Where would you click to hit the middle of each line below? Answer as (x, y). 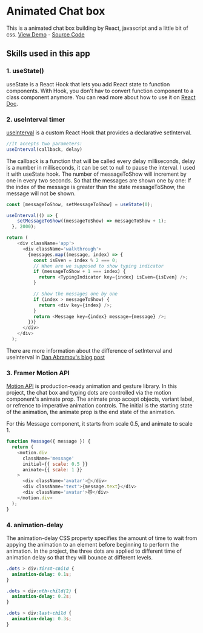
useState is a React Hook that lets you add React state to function (88, 84)
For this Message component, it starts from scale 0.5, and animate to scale (99, 424)
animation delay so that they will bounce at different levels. (80, 557)
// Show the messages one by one (75, 294)
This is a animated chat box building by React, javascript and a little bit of (98, 28)
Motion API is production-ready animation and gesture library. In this (92, 386)
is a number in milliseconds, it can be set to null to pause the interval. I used (101, 167)
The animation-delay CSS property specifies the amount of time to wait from (102, 538)
